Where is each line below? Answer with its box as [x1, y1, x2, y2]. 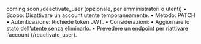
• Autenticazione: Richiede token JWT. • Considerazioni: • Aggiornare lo [6, 18, 190, 25]
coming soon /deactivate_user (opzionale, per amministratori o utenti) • [6, 5, 187, 12]
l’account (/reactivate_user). [6, 31, 77, 38]
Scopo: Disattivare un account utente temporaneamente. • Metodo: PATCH [6, 12, 195, 19]
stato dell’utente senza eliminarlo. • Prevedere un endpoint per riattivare [6, 24, 189, 32]
